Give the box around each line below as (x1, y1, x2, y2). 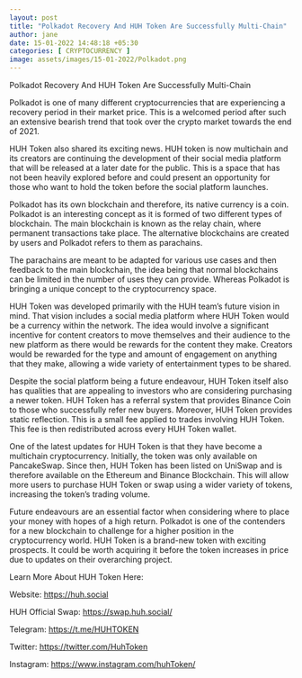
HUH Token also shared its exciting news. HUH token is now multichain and (9, 143, 289, 154)
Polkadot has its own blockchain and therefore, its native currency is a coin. (9, 199, 289, 210)
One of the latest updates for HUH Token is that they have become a (9, 441, 262, 451)
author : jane (9, 30, 58, 39)
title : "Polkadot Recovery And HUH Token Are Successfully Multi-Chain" (9, 22, 288, 31)
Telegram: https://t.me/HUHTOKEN (9, 624, 139, 635)
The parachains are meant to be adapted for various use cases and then (9, 255, 277, 266)
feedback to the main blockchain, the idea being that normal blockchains (9, 265, 279, 275)
